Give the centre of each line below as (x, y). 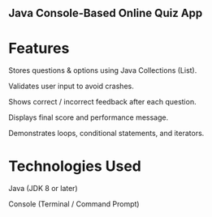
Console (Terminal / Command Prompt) (74, 204)
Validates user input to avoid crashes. (71, 86)
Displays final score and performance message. (89, 117)
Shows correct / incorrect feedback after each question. (102, 102)
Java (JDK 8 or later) (43, 189)
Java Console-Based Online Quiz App (106, 13)
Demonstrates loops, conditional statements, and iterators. (106, 134)
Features (39, 48)
